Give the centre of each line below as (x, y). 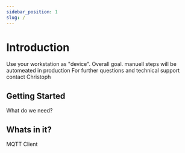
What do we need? (30, 111)
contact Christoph (29, 77)
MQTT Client (22, 144)
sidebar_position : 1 (32, 12)
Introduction (38, 47)
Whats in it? (29, 130)
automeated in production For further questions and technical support (93, 71)
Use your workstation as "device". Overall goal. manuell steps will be (91, 64)
